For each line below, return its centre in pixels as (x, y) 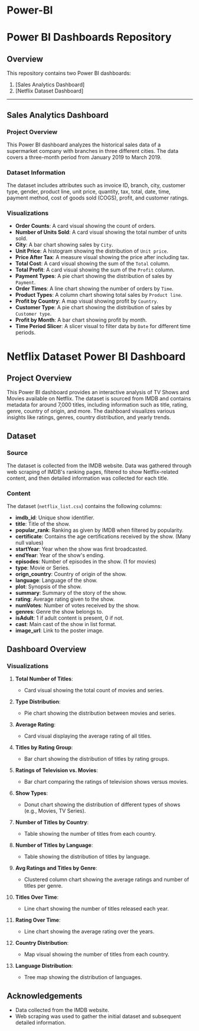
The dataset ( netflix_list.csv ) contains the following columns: (84, 506)
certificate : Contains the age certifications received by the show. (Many (103, 536)
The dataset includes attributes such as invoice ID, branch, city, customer (96, 185)
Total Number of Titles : (44, 679)
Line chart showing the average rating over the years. (89, 932)
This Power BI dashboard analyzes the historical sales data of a (84, 145)
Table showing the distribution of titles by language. (87, 857)
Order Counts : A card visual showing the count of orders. (85, 226)
